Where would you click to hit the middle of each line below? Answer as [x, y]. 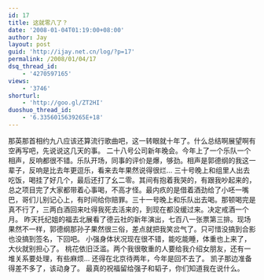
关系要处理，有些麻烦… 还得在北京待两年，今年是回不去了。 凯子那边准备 [133, 258]
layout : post [29, 45]
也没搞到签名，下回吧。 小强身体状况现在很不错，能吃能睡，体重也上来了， [130, 238]
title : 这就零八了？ [38, 23]
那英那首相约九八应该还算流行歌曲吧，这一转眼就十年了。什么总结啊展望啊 [128, 140]
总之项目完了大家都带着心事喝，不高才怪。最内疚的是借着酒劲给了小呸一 [125, 190]
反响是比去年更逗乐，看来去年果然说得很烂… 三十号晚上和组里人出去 [139, 170]
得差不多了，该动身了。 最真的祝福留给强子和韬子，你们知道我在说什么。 [126, 268]
